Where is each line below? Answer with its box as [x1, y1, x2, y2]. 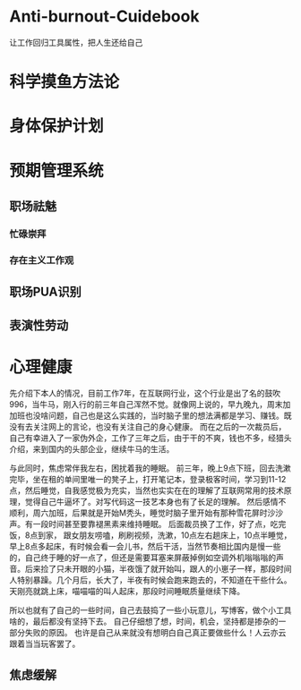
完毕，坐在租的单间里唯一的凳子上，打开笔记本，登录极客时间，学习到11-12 [9, 474, 287, 485]
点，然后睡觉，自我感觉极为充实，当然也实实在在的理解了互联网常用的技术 [9, 485, 284, 496]
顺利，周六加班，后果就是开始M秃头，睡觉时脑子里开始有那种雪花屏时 [9, 507, 268, 518]
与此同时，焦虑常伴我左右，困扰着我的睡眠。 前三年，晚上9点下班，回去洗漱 [9, 463, 291, 473]
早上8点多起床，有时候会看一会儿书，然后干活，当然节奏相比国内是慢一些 [9, 541, 281, 552]
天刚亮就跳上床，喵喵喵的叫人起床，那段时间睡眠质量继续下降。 [9, 586, 245, 597]
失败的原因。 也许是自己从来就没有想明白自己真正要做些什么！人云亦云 [24, 627, 287, 638]
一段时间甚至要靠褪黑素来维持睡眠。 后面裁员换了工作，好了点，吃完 [32, 519, 287, 530]
